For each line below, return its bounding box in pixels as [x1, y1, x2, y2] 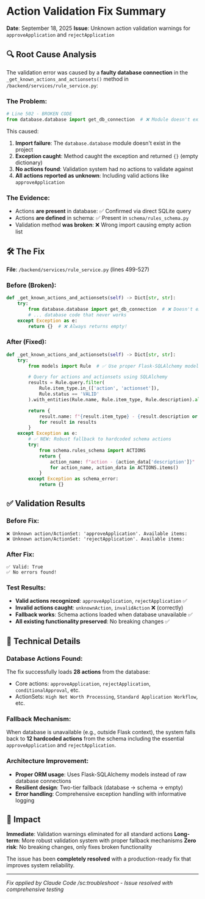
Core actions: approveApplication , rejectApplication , [15, 680, 151, 687]
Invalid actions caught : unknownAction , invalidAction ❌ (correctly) [15, 604, 184, 611]
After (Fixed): [6, 338, 47, 346]
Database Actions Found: [6, 654, 84, 663]
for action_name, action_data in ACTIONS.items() [49, 464, 179, 471]
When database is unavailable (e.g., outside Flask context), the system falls [6, 729, 196, 736]
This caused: [6, 127, 39, 135]
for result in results [38, 419, 97, 425]
